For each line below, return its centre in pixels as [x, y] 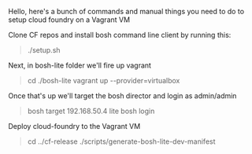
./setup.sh [44, 50]
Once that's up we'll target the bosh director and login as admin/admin [122, 96]
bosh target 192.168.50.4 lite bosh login [91, 111]
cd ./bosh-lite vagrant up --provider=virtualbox [104, 81]
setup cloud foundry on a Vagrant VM [69, 20]
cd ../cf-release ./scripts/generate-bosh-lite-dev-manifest [121, 141]
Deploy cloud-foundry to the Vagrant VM [74, 126]
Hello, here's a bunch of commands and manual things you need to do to [126, 11]
